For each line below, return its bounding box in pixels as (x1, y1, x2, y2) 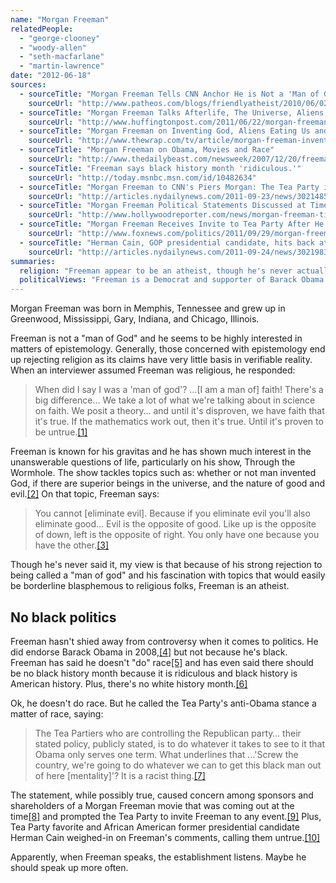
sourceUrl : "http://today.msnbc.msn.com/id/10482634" (28, 172, 257, 183)
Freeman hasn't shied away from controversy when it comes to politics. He (10, 635, 319, 647)
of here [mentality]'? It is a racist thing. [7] (34, 769, 206, 781)
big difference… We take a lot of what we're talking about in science (34, 394, 316, 406)
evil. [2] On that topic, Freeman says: (10, 488, 160, 500)
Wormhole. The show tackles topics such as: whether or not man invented (10, 467, 317, 479)
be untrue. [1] (34, 426, 88, 438)
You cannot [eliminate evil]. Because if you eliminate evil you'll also (34, 507, 311, 520)
